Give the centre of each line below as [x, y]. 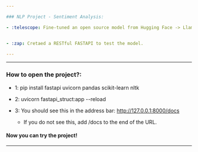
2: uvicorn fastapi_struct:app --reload [60, 99]
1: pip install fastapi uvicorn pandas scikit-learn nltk [77, 88]
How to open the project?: [44, 75]
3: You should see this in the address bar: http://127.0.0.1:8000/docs [97, 111]
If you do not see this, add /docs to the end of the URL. [90, 122]
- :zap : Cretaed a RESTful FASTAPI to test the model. [75, 43]
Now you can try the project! [42, 135]
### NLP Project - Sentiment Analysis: [55, 17]
